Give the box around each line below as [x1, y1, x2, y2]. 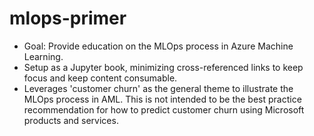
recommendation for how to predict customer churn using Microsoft [23, 103, 305, 116]
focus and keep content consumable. [23, 72, 178, 84]
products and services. [23, 114, 119, 126]
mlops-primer [9, 7, 127, 30]
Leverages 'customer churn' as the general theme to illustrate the [23, 82, 294, 94]
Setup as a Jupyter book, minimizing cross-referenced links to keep [23, 61, 304, 73]
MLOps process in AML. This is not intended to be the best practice [23, 93, 302, 105]
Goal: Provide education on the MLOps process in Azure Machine [23, 40, 294, 52]
